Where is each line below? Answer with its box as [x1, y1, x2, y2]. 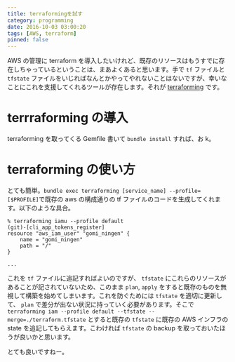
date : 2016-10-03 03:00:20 [7, 23, 86, 30]
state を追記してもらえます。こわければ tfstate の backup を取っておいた [7, 324, 220, 332]
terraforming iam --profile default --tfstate [7, 308, 146, 315]
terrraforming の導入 [7, 110, 128, 126]
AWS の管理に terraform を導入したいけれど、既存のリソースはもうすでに [7, 57, 219, 65]
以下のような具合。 [18, 204, 75, 212]
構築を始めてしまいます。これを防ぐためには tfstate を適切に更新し [25, 292, 223, 300]
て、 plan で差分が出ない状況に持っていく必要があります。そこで [7, 300, 194, 309]
